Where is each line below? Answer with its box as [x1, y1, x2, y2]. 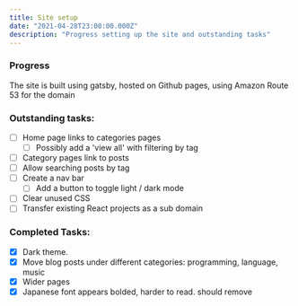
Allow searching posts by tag [22, 162, 130, 173]
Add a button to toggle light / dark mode [35, 183, 184, 194]
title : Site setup [9, 13, 78, 22]
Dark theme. [22, 246, 69, 257]
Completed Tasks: [9, 226, 91, 239]
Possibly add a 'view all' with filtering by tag [35, 143, 199, 153]
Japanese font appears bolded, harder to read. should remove [22, 286, 253, 297]
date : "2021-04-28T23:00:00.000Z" [9, 22, 139, 31]
